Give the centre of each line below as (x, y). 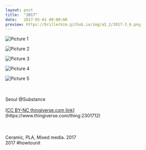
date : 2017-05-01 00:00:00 (36, 19)
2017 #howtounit (23, 143)
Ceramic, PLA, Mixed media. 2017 (41, 137)
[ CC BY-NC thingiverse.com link (39, 110)
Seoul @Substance (25, 99)
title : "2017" (22, 15)
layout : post (19, 10)
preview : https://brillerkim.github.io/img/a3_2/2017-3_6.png (73, 24)
